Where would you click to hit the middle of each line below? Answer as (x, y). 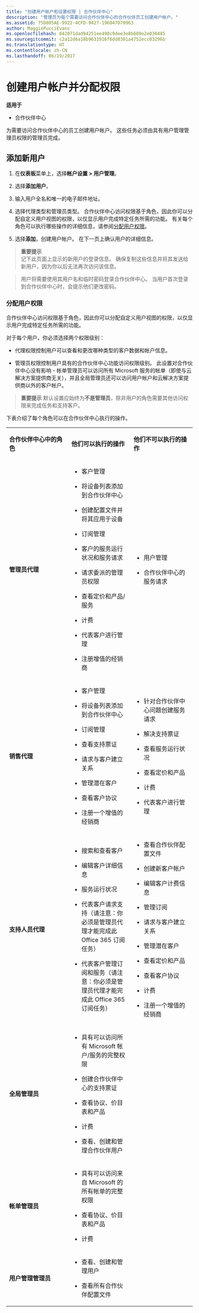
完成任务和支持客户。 (57, 405)
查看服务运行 (161, 748)
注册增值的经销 (102, 659)
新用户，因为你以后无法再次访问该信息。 (70, 267)
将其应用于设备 (102, 519)
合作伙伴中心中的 (33, 439)
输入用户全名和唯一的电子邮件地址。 (59, 199)
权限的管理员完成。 (40, 137)
